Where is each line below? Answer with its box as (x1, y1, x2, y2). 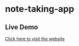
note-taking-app (5, 3, 75, 15)
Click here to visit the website (5, 36, 65, 42)
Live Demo (5, 23, 38, 31)
